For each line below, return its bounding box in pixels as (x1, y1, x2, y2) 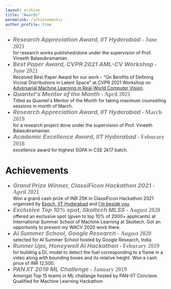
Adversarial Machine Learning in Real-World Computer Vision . (12, 85, 144, 91)
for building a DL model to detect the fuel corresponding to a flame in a (12, 249, 163, 256)
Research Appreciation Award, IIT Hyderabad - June (12, 36, 158, 44)
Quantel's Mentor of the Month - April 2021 (12, 90, 131, 98)
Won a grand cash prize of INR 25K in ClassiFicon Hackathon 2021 (12, 196, 154, 202)
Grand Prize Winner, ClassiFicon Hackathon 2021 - (12, 182, 155, 189)
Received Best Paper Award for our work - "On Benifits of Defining (12, 74, 154, 80)
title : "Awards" (5, 12, 40, 17)
